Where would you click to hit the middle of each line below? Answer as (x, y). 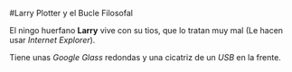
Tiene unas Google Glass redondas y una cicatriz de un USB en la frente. (146, 57)
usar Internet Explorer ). (52, 40)
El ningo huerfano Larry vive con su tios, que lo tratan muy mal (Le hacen (146, 30)
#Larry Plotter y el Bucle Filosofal (71, 13)
